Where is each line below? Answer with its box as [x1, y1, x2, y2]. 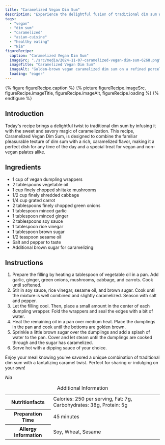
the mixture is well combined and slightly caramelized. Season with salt [12, 293, 157, 299]
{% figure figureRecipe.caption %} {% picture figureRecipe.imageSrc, [5, 85, 146, 91]
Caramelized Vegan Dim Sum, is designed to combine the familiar [5, 133, 137, 139]
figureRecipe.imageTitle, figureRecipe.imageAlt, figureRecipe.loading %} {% [5, 90, 159, 96]
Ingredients [5, 163, 41, 171]
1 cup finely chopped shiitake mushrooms [12, 187, 97, 193]
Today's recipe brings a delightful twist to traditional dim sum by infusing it [5, 123, 156, 129]
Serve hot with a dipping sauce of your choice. [12, 345, 107, 351]
